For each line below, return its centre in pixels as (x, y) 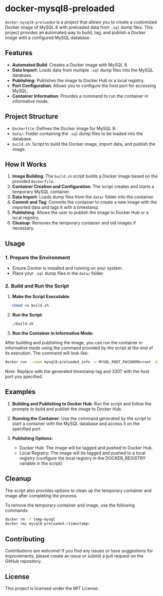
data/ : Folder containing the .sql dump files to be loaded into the (77, 133)
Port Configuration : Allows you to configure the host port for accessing (84, 86)
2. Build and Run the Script (37, 286)
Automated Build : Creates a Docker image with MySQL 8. (70, 65)
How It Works (26, 164)
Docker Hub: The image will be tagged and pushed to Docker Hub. (86, 447)
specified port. (27, 429)
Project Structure (32, 117)
